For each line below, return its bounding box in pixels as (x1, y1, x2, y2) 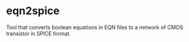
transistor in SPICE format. (6, 30, 71, 37)
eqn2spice (6, 4, 60, 18)
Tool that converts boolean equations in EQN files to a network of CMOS (6, 24, 183, 31)
